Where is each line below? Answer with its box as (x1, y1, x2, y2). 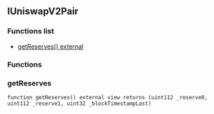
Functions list (7, 26, 55, 36)
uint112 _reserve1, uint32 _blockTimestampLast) (7, 100, 152, 107)
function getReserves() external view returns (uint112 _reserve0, (7, 94, 208, 101)
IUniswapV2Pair (7, 6, 79, 17)
